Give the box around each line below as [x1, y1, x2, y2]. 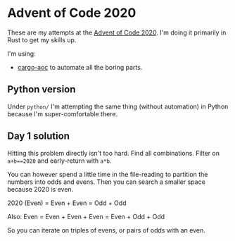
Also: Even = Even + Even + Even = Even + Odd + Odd [7, 212, 165, 221]
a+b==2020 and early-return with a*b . [7, 156, 112, 165]
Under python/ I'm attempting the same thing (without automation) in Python [7, 102, 229, 111]
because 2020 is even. [7, 185, 74, 193]
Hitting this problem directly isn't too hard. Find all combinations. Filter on [7, 149, 220, 157]
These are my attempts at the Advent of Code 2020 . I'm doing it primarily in [7, 28, 227, 37]
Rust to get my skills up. [7, 35, 77, 44]
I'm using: [7, 49, 37, 58]
